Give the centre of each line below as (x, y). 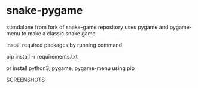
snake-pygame (45, 10)
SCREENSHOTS (26, 80)
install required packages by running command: (65, 45)
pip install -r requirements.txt (42, 56)
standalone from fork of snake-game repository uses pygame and (87, 27)
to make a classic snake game (58, 33)
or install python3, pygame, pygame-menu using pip (71, 68)
